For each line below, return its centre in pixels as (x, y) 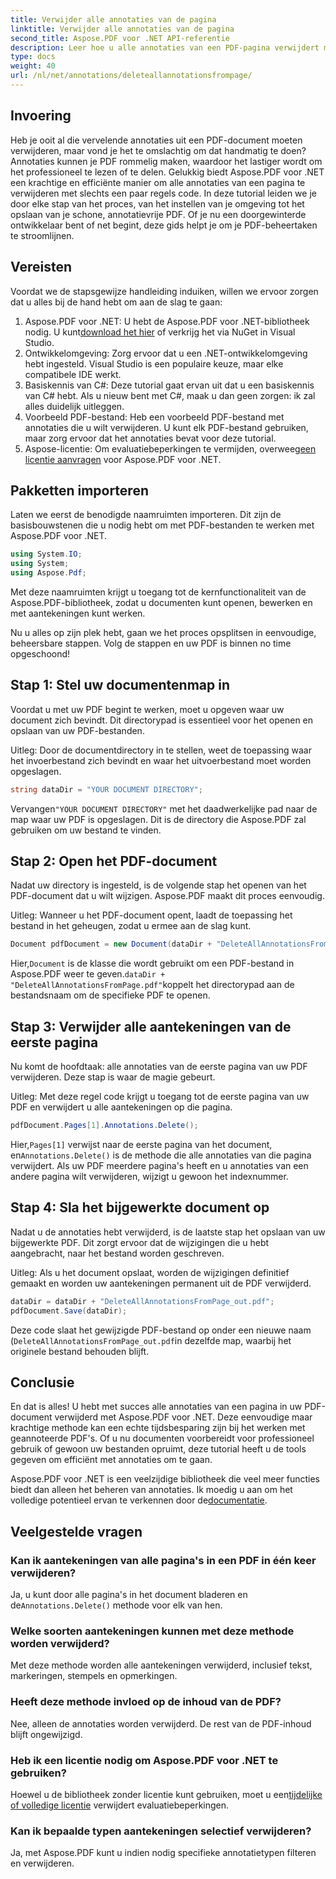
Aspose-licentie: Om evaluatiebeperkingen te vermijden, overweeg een (170, 448)
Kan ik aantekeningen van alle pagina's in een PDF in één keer (163, 1560)
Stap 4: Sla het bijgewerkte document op (140, 1207)
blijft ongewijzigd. (46, 1734)
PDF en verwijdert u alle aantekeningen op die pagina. (121, 1107)
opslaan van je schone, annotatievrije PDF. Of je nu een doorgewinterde (158, 214)
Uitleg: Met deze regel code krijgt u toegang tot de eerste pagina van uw (160, 1097)
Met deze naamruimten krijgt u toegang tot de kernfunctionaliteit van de (158, 592)
